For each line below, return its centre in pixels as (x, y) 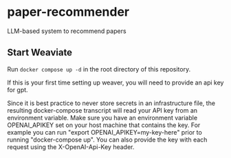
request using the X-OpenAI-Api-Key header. (71, 147)
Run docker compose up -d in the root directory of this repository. (99, 69)
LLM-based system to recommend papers (67, 31)
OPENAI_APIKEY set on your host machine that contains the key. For (104, 125)
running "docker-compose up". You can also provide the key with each (107, 139)
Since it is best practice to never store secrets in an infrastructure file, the (111, 103)
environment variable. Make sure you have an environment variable (102, 117)
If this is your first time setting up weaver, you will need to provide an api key (115, 82)
